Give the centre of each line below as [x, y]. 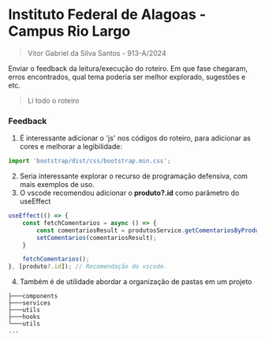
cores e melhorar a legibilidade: [71, 147]
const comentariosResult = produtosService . [111, 230]
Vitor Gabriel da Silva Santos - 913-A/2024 [97, 53]
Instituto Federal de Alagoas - [107, 15]
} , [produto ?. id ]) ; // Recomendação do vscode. [88, 267]
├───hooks [24, 317]
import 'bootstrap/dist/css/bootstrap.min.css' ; [90, 161]
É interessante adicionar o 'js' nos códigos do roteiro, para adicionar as [135, 138]
